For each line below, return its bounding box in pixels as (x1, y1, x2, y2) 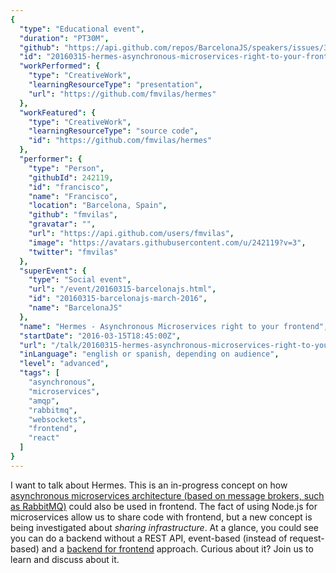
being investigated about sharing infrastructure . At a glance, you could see (10, 521, 320, 533)
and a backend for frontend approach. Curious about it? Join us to (41, 542, 314, 555)
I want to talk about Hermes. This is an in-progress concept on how (10, 479, 288, 491)
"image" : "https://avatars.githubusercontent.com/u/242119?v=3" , (28, 237, 307, 248)
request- (289, 532, 325, 544)
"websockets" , (28, 414, 87, 425)
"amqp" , (28, 396, 60, 406)
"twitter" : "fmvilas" (28, 247, 118, 257)
